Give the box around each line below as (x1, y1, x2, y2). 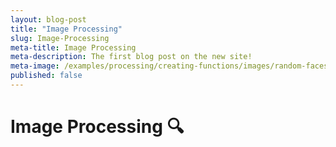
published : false (10, 71, 83, 81)
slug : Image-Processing (10, 33, 110, 43)
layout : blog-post (10, 14, 87, 25)
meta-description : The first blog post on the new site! (10, 52, 253, 62)
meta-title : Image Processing (10, 42, 137, 53)
